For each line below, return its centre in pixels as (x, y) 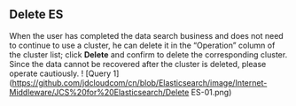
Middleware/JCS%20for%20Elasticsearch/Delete (99, 92)
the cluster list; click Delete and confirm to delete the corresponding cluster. (148, 54)
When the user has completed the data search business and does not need (146, 35)
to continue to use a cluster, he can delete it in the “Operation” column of (142, 45)
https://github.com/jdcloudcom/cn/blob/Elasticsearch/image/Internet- (140, 82)
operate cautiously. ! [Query (60, 73)
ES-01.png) (211, 92)
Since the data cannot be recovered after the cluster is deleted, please (138, 64)
